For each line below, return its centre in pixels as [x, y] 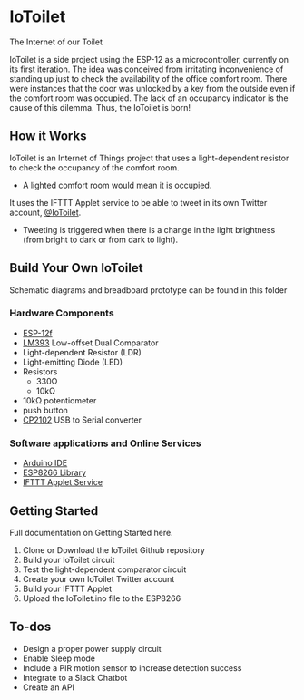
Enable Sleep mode [59, 658]
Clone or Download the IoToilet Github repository [114, 549]
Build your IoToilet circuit [69, 559]
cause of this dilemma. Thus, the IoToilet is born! [100, 107]
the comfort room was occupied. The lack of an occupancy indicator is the [149, 98]
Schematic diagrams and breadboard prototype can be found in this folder [148, 290]
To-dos [30, 627]
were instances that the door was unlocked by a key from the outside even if [152, 88]
